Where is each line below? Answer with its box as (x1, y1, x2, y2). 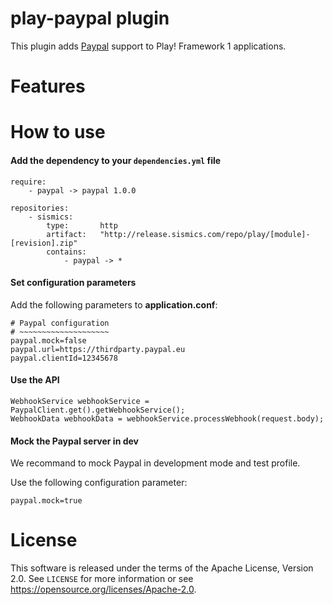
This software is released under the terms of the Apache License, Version (10, 562, 314, 574)
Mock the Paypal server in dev (10, 435, 139, 447)
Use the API (10, 374, 60, 386)
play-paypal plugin (10, 7, 170, 30)
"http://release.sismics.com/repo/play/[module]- (99, 229, 311, 239)
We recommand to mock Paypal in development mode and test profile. (10, 457, 301, 469)
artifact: (46, 229, 87, 239)
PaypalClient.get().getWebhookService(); (10, 405, 186, 415)
